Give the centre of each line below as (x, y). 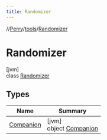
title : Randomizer (29, 12)
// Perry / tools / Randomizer (37, 29)
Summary (72, 111)
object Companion (73, 129)
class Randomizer (28, 76)
